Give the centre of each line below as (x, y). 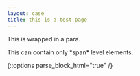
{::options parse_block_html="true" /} (60, 65)
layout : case (26, 13)
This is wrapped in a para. (44, 39)
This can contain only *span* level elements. (70, 52)
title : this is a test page (47, 20)
